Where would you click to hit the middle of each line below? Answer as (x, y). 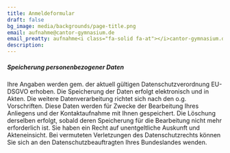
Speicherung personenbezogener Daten (66, 67)
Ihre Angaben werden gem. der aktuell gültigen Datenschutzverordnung (108, 84)
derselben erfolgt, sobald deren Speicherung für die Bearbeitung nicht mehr (115, 120)
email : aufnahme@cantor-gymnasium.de (61, 32)
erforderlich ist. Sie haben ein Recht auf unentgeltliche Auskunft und (104, 128)
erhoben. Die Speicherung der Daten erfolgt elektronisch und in (119, 91)
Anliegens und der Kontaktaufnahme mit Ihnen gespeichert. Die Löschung (111, 113)
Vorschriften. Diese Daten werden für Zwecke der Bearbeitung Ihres (103, 106)
